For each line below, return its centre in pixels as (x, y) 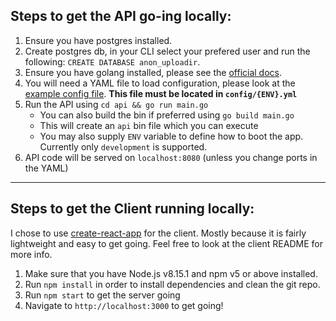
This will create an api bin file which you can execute (149, 125)
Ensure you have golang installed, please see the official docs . (153, 72)
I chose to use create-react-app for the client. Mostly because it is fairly (158, 233)
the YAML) (46, 168)
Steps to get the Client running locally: (132, 209)
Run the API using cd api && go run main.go (116, 104)
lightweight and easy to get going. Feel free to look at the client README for (166, 243)
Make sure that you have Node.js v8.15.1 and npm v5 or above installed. (171, 273)
